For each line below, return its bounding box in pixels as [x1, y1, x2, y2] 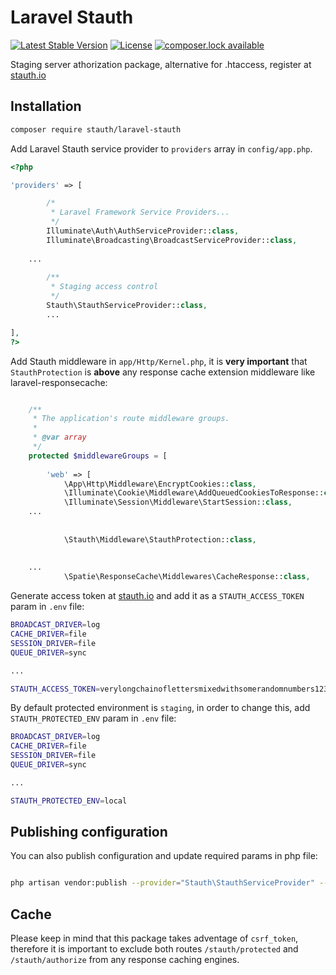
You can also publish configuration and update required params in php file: [10, 850, 318, 862]
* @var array [32, 432, 87, 443]
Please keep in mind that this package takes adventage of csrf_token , [10, 932, 299, 945]
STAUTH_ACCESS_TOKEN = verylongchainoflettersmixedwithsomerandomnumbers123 [10, 684, 329, 694]
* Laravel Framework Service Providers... [50, 207, 230, 218]
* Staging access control [50, 282, 159, 292]
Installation [10, 98, 82, 115]
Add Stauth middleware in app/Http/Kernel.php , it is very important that [10, 355, 308, 367]
